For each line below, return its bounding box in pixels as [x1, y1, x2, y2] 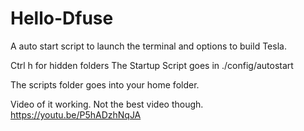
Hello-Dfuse [10, 7, 114, 30]
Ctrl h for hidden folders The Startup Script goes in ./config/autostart [10, 59, 294, 71]
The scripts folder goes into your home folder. [10, 78, 200, 91]
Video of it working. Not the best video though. [10, 98, 204, 110]
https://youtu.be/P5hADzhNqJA [10, 108, 142, 121]
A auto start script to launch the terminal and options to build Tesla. [10, 40, 287, 52]
